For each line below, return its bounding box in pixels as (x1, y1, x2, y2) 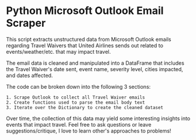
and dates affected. (6, 72, 53, 79)
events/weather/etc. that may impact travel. (6, 48, 111, 55)
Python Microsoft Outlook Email (6, 4, 164, 17)
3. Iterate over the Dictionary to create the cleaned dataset (6, 104, 164, 110)
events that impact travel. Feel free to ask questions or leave (6, 121, 152, 128)
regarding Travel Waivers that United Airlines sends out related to (6, 42, 164, 49)
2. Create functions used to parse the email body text (6, 99, 145, 106)
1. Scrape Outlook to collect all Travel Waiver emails (6, 94, 145, 100)
